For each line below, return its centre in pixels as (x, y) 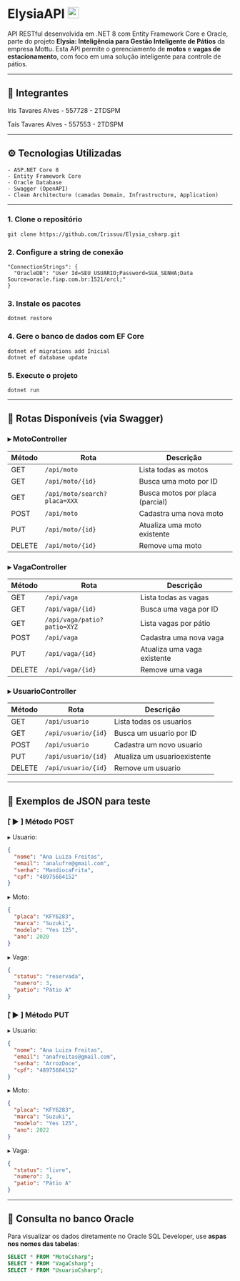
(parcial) (153, 502)
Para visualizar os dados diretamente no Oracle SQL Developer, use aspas (117, 1236)
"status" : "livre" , (43, 1170)
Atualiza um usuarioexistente (162, 757)
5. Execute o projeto (43, 375)
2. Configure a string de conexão (65, 252)
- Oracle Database (35, 182)
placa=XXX (61, 501)
